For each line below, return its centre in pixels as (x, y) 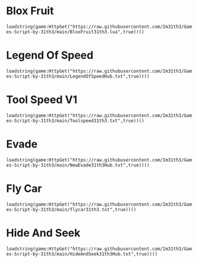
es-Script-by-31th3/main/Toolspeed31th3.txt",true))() (75, 121)
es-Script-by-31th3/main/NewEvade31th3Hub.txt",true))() (78, 165)
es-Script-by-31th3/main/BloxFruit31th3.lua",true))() (75, 32)
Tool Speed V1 (42, 100)
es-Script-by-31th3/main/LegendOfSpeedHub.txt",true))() (78, 76)
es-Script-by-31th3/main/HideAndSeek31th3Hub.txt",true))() (82, 254)
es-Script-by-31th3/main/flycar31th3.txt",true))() (71, 209)
